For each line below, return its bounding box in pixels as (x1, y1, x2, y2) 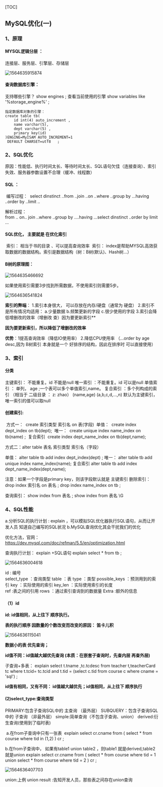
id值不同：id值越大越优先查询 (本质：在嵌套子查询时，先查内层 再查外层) (5, 652, 150, 658)
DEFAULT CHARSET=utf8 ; (7, 139, 60, 144)
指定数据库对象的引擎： (5, 109, 45, 114)
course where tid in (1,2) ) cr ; (5, 735, 64, 741)
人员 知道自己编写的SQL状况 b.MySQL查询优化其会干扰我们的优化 (9, 524, 141, 530)
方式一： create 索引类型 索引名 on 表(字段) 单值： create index (6, 422, 137, 427)
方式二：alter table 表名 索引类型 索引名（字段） (5, 444, 101, 450)
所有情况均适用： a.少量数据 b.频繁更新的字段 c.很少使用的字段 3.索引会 (9, 308, 153, 314)
